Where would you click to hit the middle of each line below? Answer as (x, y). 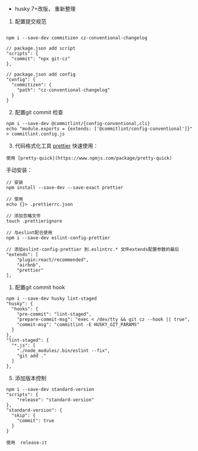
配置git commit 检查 (39, 112)
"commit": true (36, 421)
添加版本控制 (30, 378)
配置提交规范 (30, 21)
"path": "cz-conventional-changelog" (64, 90)
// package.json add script (41, 48)
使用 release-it (27, 443)
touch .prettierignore (34, 221)
